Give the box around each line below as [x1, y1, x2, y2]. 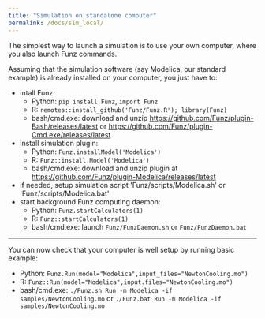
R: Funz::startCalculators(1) [31, 214, 129, 223]
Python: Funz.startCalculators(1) [31, 205, 144, 215]
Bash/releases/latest [31, 122, 99, 131]
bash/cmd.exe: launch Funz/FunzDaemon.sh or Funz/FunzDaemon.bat [31, 222, 247, 231]
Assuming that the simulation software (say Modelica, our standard [8, 64, 226, 73]
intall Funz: [19, 88, 55, 97]
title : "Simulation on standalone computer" [8, 11, 157, 20]
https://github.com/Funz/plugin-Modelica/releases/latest [31, 171, 216, 181]
